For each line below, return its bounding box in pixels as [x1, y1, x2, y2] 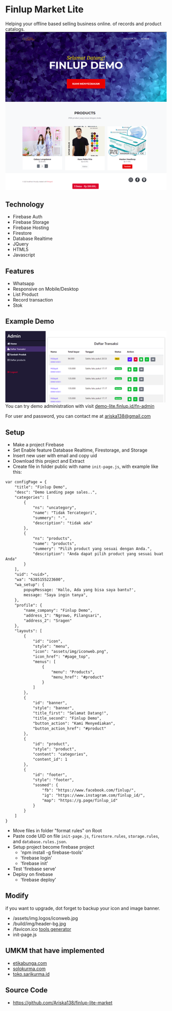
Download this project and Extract [12, 458, 84, 464]
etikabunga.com [12, 960, 47, 966]
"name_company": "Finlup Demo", [24, 608, 93, 613]
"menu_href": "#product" [51, 675, 104, 680]
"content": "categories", [32, 752, 88, 757]
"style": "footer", [32, 777, 74, 783]
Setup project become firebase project [12, 844, 95, 850]
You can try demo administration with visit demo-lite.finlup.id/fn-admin [5, 403, 155, 409]
